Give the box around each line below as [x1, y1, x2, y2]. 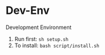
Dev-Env [5, 4, 49, 18]
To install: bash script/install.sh [14, 42, 100, 49]
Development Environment [5, 24, 72, 31]
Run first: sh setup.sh [14, 35, 69, 42]
